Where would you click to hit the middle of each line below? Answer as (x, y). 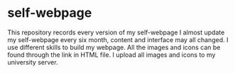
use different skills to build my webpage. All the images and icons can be (114, 47)
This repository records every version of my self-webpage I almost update (116, 32)
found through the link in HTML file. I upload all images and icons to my (111, 55)
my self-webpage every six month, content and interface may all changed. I (118, 39)
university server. (33, 62)
